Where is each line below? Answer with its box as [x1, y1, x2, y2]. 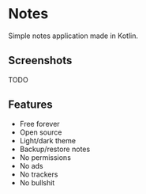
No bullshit [19, 177, 55, 187]
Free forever [19, 119, 61, 128]
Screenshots [8, 54, 73, 67]
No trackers [19, 169, 58, 179]
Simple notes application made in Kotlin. [8, 31, 138, 40]
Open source [19, 127, 62, 137]
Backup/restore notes [19, 144, 91, 154]
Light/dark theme [19, 135, 77, 145]
